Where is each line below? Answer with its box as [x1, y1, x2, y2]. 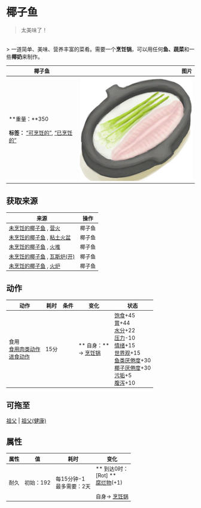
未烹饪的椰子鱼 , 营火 [8, 224, 61, 232]
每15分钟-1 [56, 475, 86, 482]
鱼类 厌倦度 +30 [114, 356, 151, 363]
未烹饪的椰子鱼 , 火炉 [8, 262, 61, 269]
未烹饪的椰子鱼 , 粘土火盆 [8, 234, 71, 241]
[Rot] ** [95, 471, 117, 479]
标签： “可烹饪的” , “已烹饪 [8, 130, 73, 137]
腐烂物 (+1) [95, 479, 123, 486]
